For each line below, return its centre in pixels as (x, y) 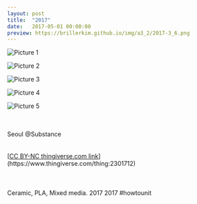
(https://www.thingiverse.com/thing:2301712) (72, 164)
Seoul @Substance (34, 134)
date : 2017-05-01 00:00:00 (49, 26)
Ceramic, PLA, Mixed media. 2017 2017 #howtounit (79, 193)
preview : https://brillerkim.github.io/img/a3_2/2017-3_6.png (98, 33)
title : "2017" (29, 20)
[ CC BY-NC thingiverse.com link (53, 156)
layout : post (26, 13)
